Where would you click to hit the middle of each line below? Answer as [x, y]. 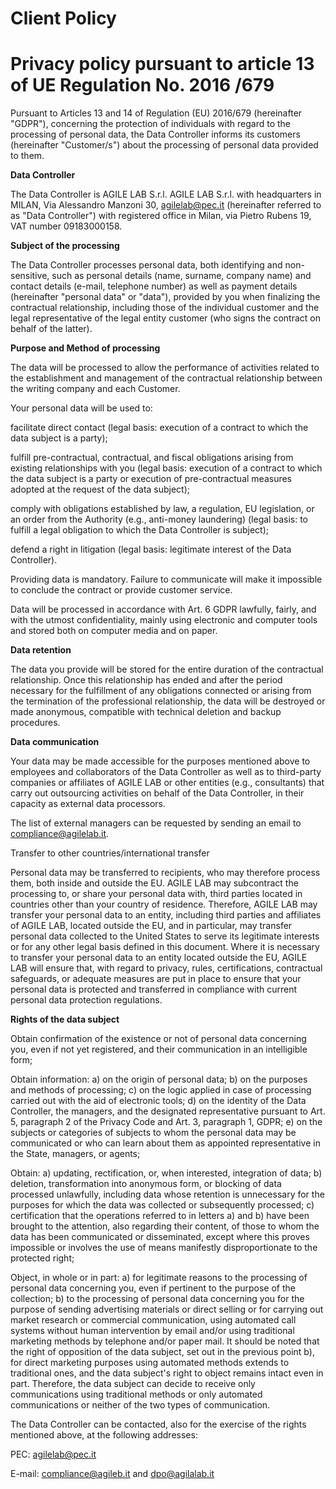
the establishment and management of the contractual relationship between [166, 378]
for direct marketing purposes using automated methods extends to [150, 1363]
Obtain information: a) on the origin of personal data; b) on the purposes [159, 1079]
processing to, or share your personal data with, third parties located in [156, 894]
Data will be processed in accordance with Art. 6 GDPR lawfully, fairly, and [163, 609]
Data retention [41, 650]
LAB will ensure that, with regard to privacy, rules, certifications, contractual [166, 968]
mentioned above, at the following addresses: [104, 1435]
